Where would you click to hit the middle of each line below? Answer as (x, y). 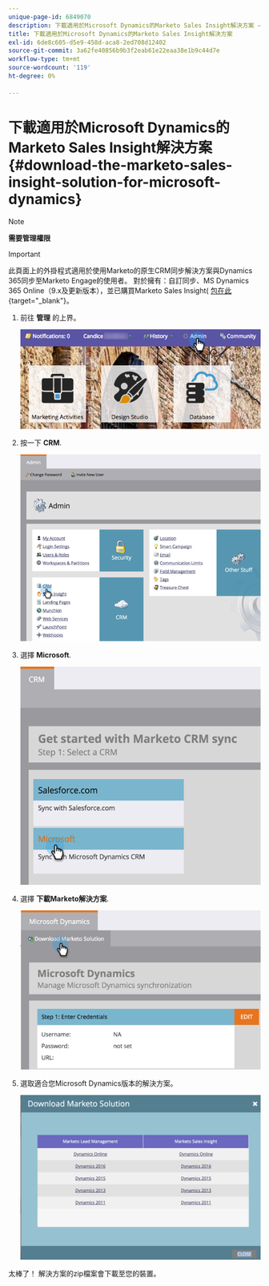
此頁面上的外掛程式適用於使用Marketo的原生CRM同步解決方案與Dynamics (130, 270)
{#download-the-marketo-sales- (120, 165)
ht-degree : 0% (32, 76)
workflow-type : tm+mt (44, 59)
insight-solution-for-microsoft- (115, 182)
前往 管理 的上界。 (50, 317)
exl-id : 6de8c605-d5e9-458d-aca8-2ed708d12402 (87, 42)
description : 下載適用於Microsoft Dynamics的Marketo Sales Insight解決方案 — (135, 25)
